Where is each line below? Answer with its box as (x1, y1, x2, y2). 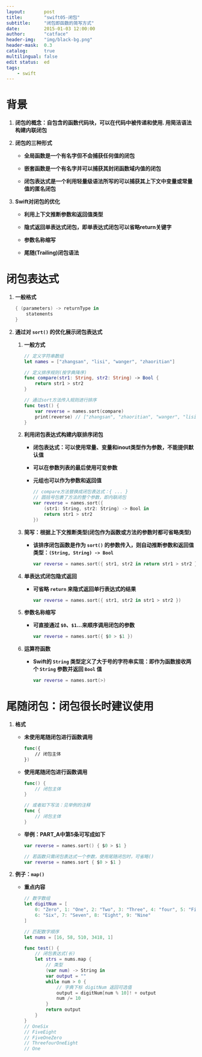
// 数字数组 (23, 895, 50, 902)
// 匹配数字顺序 (23, 928, 60, 935)
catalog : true (6, 48, 55, 54)
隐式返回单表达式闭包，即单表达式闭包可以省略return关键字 (23, 224, 172, 231)
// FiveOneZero (23, 1035, 62, 1041)
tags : (6, 64, 20, 71)
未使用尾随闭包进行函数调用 (23, 734, 93, 741)
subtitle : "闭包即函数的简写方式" (6, 20, 94, 26)
